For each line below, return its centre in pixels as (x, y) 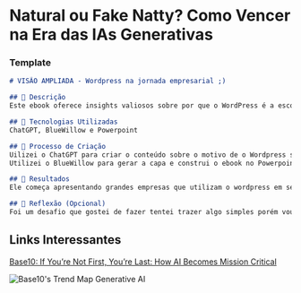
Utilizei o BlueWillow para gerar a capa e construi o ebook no (132, 163)
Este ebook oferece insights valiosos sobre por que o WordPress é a (142, 106)
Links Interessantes (65, 240)
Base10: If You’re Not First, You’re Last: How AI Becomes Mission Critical (143, 262)
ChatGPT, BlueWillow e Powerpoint (74, 130)
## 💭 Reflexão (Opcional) (57, 204)
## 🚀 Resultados (39, 179)
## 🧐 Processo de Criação (57, 146)
